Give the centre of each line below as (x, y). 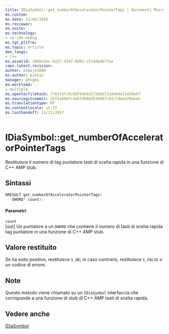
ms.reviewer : (19, 24)
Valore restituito (31, 247)
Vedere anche (28, 314)
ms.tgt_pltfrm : (21, 43)
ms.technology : (21, 33)
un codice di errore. (26, 265)
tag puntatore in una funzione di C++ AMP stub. (55, 232)
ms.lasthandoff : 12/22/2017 (35, 113)
